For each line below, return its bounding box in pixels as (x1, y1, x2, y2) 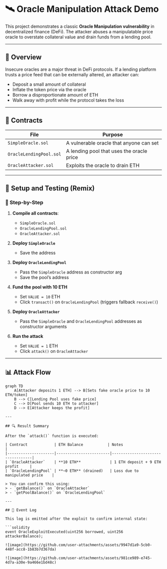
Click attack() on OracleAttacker (19, 348, 88, 354)
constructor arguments (19, 324, 67, 330)
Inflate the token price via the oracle (12, 86, 86, 92)
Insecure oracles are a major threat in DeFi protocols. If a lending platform (5, 66, 157, 72)
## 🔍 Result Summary (5, 424, 49, 428)
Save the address (19, 250, 56, 256)
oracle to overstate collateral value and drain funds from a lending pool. (5, 34, 152, 40)
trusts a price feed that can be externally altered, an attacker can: (5, 71, 139, 77)
